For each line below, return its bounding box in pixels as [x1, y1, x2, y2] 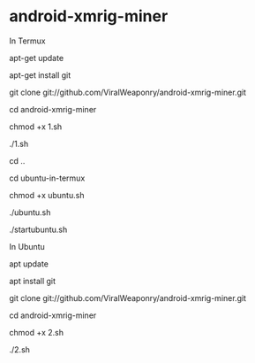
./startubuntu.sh [9, 224, 68, 235]
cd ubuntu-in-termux [9, 173, 86, 183]
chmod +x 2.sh [9, 327, 64, 337]
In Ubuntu [9, 241, 46, 251]
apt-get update [9, 52, 64, 63]
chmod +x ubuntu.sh [9, 189, 85, 200]
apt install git [9, 275, 56, 286]
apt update [9, 259, 49, 269]
